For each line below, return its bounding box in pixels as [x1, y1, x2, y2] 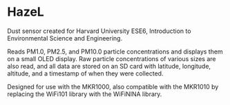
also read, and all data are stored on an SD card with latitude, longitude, [7, 62, 211, 70]
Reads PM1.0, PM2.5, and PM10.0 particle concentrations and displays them [7, 47, 223, 56]
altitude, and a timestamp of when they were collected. [7, 69, 164, 78]
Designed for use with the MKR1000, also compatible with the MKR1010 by [7, 82, 219, 91]
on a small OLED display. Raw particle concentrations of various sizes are [7, 54, 216, 62]
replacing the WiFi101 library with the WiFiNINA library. [7, 90, 162, 98]
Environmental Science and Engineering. [7, 34, 123, 42]
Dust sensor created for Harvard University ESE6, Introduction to [7, 27, 191, 35]
